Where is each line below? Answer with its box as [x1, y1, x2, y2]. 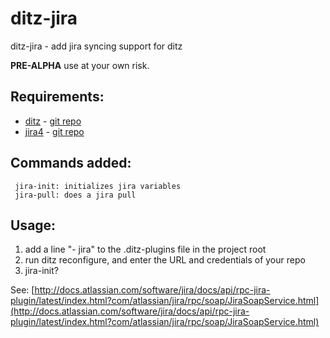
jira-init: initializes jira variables [14, 181, 182, 191]
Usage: [10, 217, 57, 234]
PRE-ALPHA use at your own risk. [10, 59, 150, 71]
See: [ [10, 284, 35, 296]
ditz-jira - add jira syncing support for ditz [10, 40, 183, 52]
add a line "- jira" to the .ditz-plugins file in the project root [24, 243, 267, 256]
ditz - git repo [24, 115, 82, 127]
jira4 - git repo [24, 125, 85, 137]
